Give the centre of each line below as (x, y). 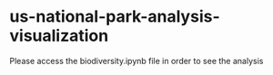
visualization (59, 36)
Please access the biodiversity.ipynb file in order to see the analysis (136, 61)
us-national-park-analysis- (115, 17)
